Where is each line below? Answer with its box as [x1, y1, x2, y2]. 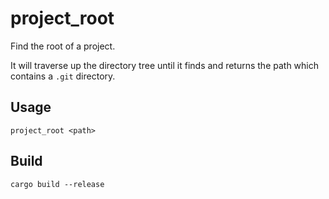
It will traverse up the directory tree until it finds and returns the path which [10, 59, 320, 71]
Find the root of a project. [10, 40, 116, 52]
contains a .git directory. [10, 70, 116, 82]
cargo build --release [10, 179, 105, 189]
